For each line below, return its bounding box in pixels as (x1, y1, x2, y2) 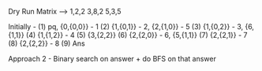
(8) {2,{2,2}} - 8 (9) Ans (8, 39, 85, 48)
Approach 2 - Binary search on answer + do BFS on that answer (8, 54, 217, 63)
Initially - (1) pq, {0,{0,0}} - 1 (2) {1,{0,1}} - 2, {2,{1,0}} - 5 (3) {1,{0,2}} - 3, (8, 22, 243, 31)
